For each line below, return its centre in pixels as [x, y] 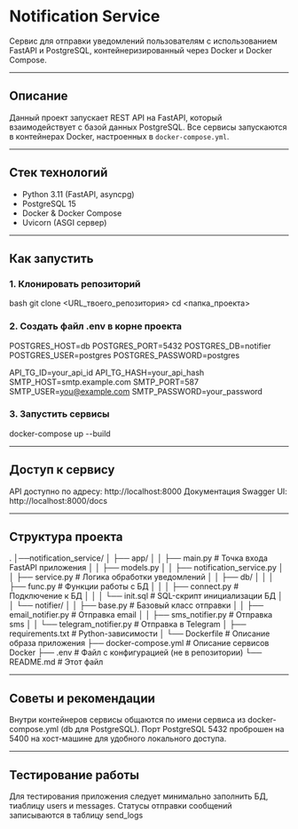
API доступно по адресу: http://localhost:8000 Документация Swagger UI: [149, 491]
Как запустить [51, 258]
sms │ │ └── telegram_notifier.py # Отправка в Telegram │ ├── [128, 625]
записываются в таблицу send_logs [76, 816]
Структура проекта [66, 537]
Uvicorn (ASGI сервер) [64, 222]
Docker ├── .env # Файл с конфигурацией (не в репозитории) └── [136, 653]
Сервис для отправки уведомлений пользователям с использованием [143, 41]
